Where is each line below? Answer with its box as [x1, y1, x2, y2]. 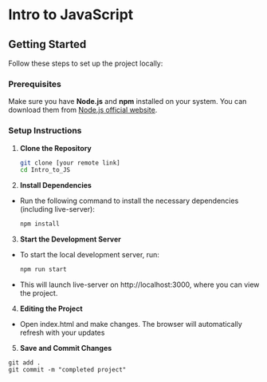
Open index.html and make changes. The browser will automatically [19, 320, 243, 329]
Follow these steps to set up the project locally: [8, 58, 163, 68]
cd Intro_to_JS [19, 166, 71, 174]
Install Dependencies [19, 181, 92, 190]
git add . [8, 359, 41, 367]
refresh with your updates [19, 328, 105, 337]
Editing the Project [19, 304, 83, 313]
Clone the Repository [19, 143, 92, 153]
